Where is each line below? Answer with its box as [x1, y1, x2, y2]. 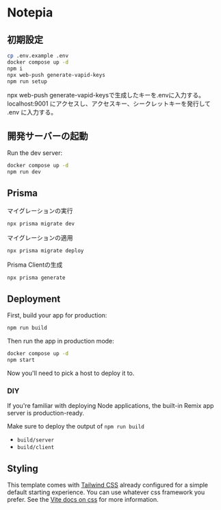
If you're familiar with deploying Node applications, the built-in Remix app [7, 402, 214, 410]
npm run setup [7, 77, 48, 85]
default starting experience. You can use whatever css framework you [7, 488, 205, 496]
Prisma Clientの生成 [7, 260, 63, 269]
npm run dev [7, 169, 41, 175]
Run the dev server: [7, 149, 63, 157]
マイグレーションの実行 [7, 206, 73, 215]
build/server [16, 437, 55, 444]
